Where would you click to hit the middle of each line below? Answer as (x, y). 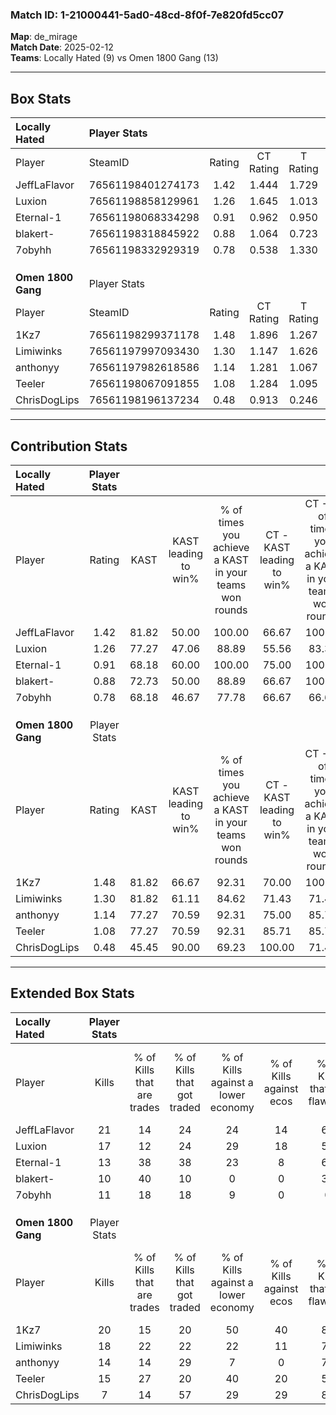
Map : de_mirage (44, 37)
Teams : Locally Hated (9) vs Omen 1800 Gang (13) (114, 58)
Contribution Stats (69, 446)
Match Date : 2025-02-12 (62, 47)
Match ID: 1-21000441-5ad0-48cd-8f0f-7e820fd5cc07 (147, 15)
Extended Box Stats (72, 993)
